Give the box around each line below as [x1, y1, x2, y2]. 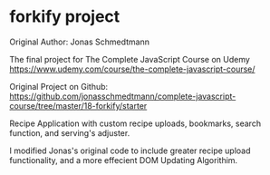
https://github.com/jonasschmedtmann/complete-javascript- [9, 91, 236, 102]
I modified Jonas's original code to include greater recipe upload [9, 145, 251, 156]
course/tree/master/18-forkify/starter [9, 100, 148, 111]
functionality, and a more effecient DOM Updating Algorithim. [9, 154, 238, 165]
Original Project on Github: [9, 81, 109, 92]
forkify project [9, 6, 121, 27]
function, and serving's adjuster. [9, 127, 130, 138]
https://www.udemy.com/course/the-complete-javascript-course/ [9, 63, 256, 74]
